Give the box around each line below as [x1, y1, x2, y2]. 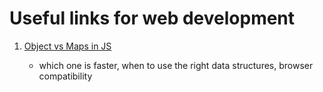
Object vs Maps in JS [23, 40, 112, 52]
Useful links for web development [9, 7, 296, 30]
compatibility [38, 70, 93, 82]
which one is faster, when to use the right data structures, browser [38, 59, 314, 71]
